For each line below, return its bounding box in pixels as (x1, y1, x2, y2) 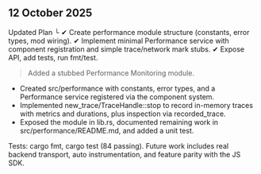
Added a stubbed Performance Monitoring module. (27, 68, 195, 78)
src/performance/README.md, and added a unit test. (19, 126, 194, 135)
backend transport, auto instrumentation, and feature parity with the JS (8, 149, 241, 159)
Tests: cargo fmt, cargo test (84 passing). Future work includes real (8, 141, 228, 150)
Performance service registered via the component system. (19, 91, 215, 102)
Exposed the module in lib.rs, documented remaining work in (19, 117, 219, 126)
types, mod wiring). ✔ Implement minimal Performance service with (8, 36, 230, 45)
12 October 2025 (8, 6, 93, 20)
